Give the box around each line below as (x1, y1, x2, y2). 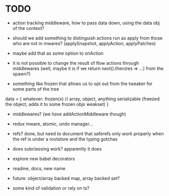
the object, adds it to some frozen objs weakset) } (5, 101, 109, 107)
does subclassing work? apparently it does (12, 145, 102, 152)
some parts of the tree (12, 86, 60, 92)
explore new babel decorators (12, 155, 75, 162)
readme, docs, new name (12, 165, 66, 171)
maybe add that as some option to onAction (12, 50, 104, 56)
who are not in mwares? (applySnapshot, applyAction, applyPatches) (12, 40, 156, 46)
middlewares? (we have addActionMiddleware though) (12, 111, 126, 117)
